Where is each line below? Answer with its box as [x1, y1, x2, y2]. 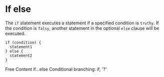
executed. [5, 30, 26, 36]
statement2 [9, 53, 32, 58]
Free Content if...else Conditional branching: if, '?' [5, 66, 107, 72]
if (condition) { [5, 40, 41, 45]
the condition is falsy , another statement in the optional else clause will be [5, 25, 159, 31]
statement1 [9, 44, 32, 49]
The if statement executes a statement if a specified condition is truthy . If [5, 20, 159, 26]
